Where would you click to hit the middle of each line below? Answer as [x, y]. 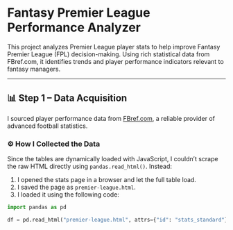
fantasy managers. [34, 69]
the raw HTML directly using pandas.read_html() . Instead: [89, 166]
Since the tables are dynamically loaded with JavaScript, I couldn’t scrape [113, 159]
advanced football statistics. [48, 126]
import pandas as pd [37, 207]
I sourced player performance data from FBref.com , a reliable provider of [111, 118]
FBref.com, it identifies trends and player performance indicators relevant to [115, 61]
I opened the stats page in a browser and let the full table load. [106, 180]
